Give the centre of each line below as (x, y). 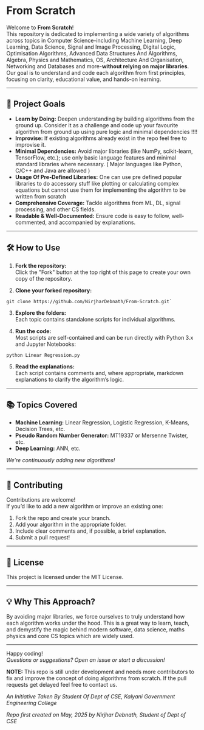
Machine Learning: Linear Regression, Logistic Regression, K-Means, (102, 423)
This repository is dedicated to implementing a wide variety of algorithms (98, 33)
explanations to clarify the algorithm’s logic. (70, 379)
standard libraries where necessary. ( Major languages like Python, (99, 164)
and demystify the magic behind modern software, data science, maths (96, 629)
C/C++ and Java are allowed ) (53, 170)
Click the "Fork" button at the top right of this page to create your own (103, 272)
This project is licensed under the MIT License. (65, 577)
